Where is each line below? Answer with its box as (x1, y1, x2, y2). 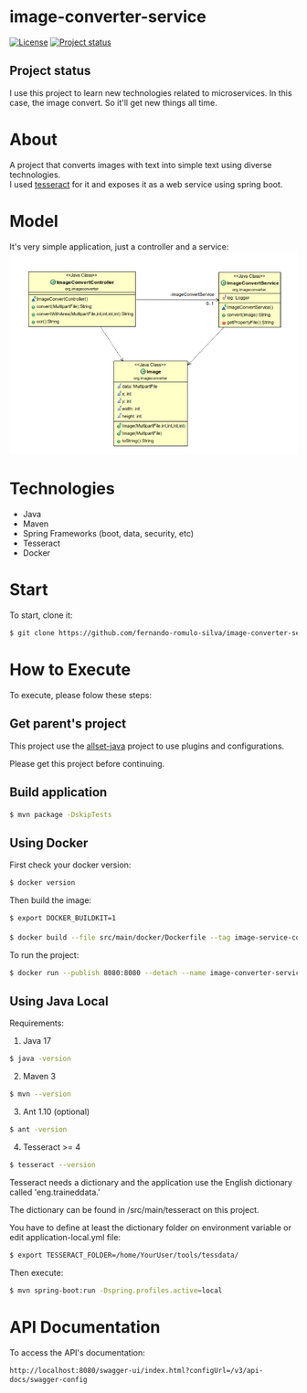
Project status (9, 63, 91, 79)
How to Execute (9, 660, 131, 680)
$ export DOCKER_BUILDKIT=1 (9, 914, 117, 923)
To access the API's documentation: (9, 1346, 145, 1358)
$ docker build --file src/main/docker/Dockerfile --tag (9, 932, 231, 942)
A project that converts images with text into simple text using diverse (9, 159, 272, 170)
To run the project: (9, 949, 79, 961)
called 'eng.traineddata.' (9, 1186, 101, 1197)
